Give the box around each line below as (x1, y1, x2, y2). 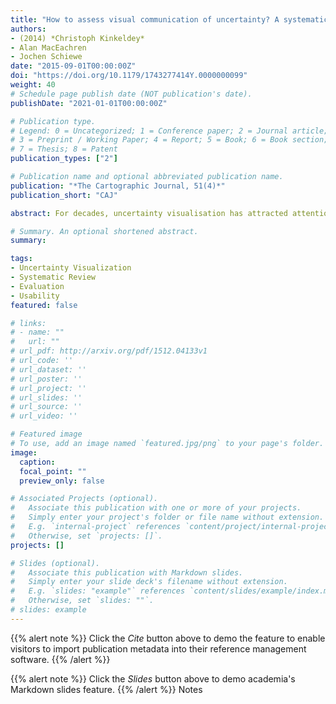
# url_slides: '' (10, 392, 83, 403)
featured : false (10, 300, 78, 310)
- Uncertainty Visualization (10, 263, 132, 273)
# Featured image (10, 429, 83, 440)
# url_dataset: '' (10, 364, 87, 375)
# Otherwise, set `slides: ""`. (10, 596, 155, 606)
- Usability (10, 291, 60, 301)
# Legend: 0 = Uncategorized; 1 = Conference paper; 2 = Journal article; (10, 126, 329, 136)
